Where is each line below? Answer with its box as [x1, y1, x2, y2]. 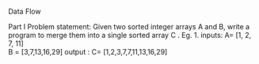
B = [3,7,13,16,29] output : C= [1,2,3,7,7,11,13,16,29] [8, 47, 168, 56]
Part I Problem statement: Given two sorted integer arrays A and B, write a [8, 22, 250, 31]
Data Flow [8, 7, 41, 16]
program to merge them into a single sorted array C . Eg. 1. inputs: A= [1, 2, [8, 31, 252, 40]
